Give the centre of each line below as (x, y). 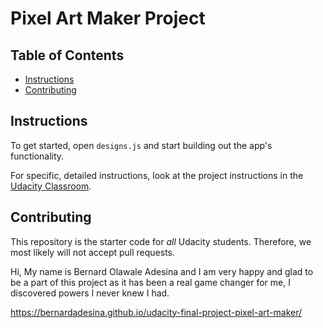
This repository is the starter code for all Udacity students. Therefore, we (161, 241)
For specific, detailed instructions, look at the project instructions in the (157, 175)
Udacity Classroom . (51, 186)
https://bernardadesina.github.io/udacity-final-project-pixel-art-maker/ (156, 312)
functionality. (37, 156)
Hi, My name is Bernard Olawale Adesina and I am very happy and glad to (162, 271)
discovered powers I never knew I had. (90, 293)
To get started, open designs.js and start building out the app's (141, 145)
